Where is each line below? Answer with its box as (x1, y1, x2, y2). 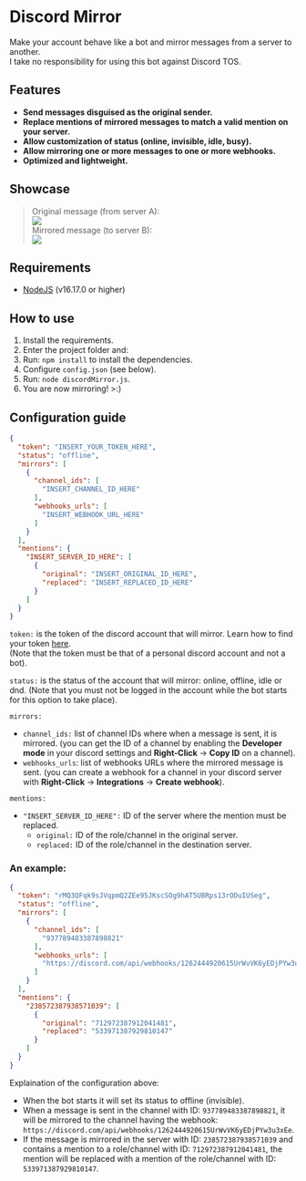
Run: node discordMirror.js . (22, 374, 130, 385)
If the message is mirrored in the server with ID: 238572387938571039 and (22, 1134, 293, 1145)
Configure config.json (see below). (22, 364, 157, 375)
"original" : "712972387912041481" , (42, 1019, 178, 1028)
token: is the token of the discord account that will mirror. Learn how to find (9, 628, 293, 639)
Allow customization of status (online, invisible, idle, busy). (22, 135, 252, 147)
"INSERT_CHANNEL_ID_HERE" (42, 485, 141, 494)
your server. (22, 126, 71, 137)
